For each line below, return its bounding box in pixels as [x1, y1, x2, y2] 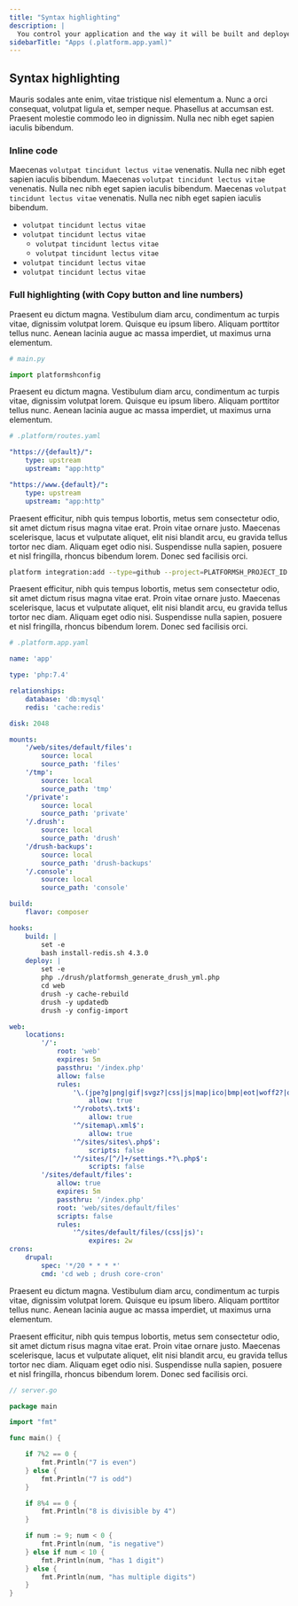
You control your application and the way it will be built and [17, 29, 260, 38]
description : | [9, 21, 66, 30]
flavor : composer [25, 908, 90, 917]
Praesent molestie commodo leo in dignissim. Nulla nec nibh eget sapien [9, 113, 275, 124]
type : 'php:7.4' [9, 670, 69, 679]
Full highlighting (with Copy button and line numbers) [9, 289, 244, 302]
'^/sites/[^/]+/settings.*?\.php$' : [72, 1154, 208, 1163]
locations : [25, 1030, 66, 1039]
